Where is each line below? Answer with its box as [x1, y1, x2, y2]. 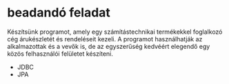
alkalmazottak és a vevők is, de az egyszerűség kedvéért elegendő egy [7, 42, 210, 50]
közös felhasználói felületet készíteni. [7, 50, 114, 58]
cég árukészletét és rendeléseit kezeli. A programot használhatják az [7, 34, 203, 43]
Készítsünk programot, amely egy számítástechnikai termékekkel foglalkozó [7, 28, 223, 36]
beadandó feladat [7, 5, 110, 21]
